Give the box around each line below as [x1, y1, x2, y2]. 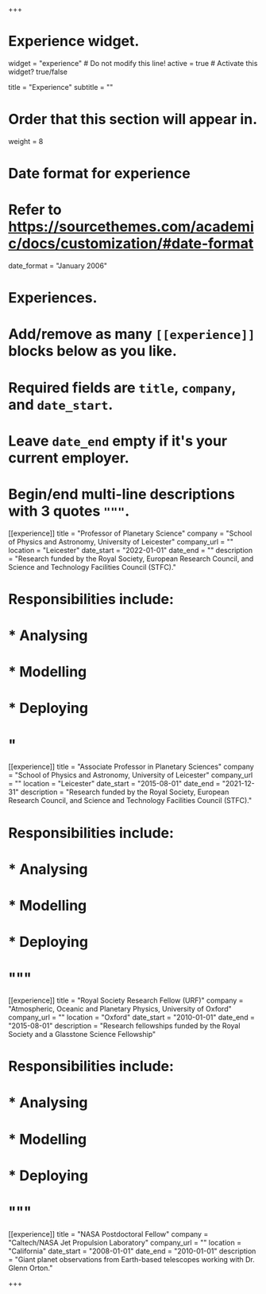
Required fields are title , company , [8, 379, 237, 396]
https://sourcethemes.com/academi [8, 218, 254, 236]
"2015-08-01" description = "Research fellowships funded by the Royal [8, 1021, 241, 1031]
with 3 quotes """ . [8, 502, 130, 520]
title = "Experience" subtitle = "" [8, 82, 114, 92]
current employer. [8, 449, 129, 466]
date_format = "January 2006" [8, 261, 108, 271]
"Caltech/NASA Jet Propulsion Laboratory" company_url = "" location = [8, 1237, 242, 1247]
